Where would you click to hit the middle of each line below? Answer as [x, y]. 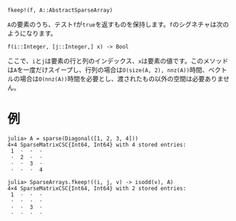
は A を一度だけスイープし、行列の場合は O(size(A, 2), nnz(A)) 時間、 [108, 70]
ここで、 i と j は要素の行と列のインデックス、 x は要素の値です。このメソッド [118, 61]
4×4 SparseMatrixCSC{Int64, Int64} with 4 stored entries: [97, 145]
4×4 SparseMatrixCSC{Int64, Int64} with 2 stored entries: [97, 188]
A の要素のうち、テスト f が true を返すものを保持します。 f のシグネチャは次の [118, 24]
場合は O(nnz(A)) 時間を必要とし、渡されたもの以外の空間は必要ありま [122, 79]
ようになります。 [32, 33]
